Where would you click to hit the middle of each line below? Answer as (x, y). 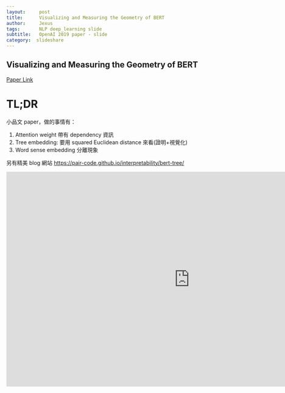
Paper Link (20, 79)
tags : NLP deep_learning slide (54, 29)
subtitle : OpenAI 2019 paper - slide (57, 35)
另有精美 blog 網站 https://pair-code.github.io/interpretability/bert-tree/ (95, 162)
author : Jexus (30, 23)
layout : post (28, 12)
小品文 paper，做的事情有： (41, 122)
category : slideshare (35, 40)
